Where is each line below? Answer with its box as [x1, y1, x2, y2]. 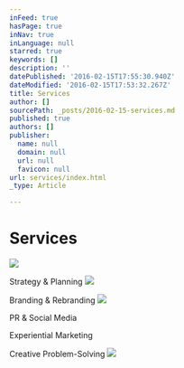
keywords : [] [9, 55, 59, 64]
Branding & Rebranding [9, 295, 97, 306]
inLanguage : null [9, 38, 75, 48]
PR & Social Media [9, 313, 78, 324]
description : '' [9, 64, 70, 73]
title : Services [9, 89, 70, 98]
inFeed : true [9, 13, 59, 23]
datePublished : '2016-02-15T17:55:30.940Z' [9, 72, 176, 81]
